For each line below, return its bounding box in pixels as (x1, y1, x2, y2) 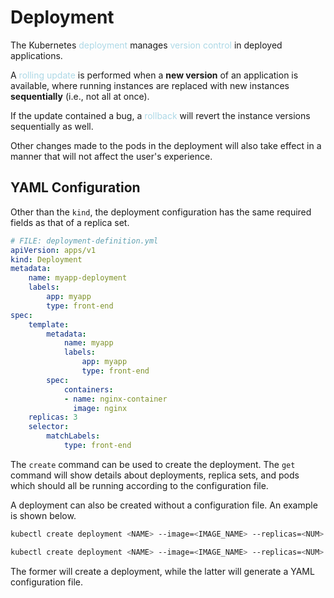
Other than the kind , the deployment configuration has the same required (10, 206, 312, 218)
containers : (63, 384, 114, 395)
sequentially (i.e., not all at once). (10, 90, 150, 102)
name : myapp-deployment (28, 273, 128, 283)
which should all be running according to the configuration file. (10, 479, 269, 491)
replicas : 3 (28, 412, 78, 423)
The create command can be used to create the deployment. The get (10, 458, 296, 470)
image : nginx (73, 403, 128, 413)
